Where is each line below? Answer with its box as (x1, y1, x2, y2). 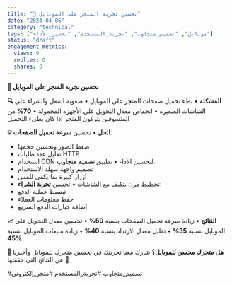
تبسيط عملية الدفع (17, 187, 66, 195)
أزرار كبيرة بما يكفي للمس (17, 172, 87, 180)
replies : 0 (13, 57, 46, 64)
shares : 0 (13, 63, 42, 70)
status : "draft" (7, 37, 55, 44)
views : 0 (13, 50, 40, 57)
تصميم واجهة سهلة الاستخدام (17, 164, 93, 173)
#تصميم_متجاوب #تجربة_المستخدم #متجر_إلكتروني (7, 269, 143, 277)
